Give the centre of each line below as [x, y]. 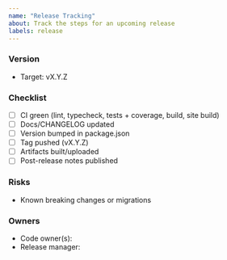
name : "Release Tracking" [52, 16]
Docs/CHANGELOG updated [67, 124]
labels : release [36, 31]
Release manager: [50, 246]
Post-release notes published [69, 161]
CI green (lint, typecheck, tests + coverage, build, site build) [120, 115]
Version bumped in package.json [75, 133]
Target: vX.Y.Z [44, 77]
